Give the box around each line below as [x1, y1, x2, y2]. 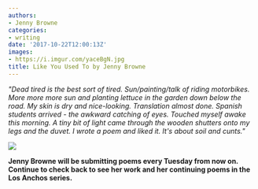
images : [8, 48, 34, 56]
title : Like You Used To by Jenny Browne [8, 63, 146, 71]
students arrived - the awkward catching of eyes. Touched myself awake [8, 109, 246, 119]
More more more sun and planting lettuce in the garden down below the [8, 92, 241, 102]
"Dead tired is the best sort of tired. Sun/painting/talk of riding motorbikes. [8, 84, 250, 94]
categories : [8, 26, 47, 34]
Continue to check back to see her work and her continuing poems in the [8, 165, 251, 174]
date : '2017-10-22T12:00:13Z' [8, 41, 108, 49]
